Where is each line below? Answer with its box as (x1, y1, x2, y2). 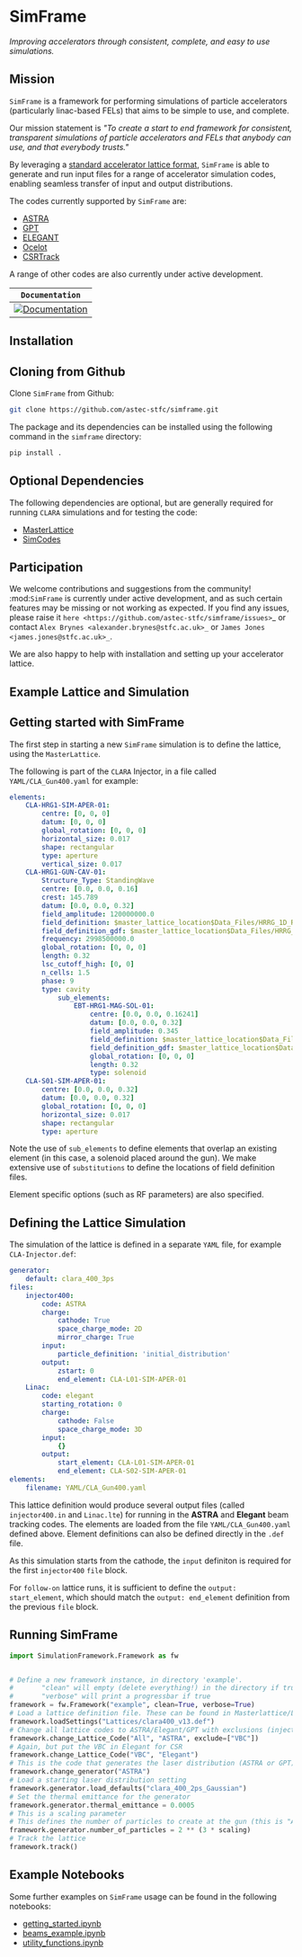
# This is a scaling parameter (9, 1809, 127, 1818)
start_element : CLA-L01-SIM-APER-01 (57, 1458, 195, 1467)
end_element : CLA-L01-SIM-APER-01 (57, 1374, 187, 1383)
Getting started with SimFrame (9, 715, 185, 730)
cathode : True (57, 1316, 111, 1325)
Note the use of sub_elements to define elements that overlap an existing (9, 1143, 277, 1154)
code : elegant (41, 1392, 94, 1401)
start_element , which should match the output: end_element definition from (9, 1591, 290, 1602)
